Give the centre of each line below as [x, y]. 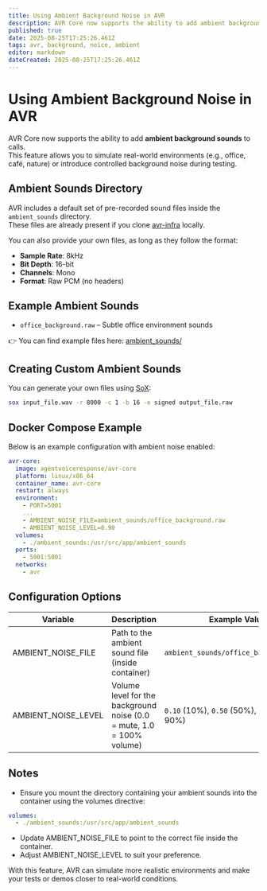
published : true [35, 30]
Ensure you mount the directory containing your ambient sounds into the [138, 792]
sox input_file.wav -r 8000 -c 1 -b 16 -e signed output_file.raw [120, 403]
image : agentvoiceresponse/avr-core [76, 469]
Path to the [132, 632]
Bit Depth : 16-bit [46, 264]
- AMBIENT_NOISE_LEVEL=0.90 [69, 527]
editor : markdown [37, 53]
